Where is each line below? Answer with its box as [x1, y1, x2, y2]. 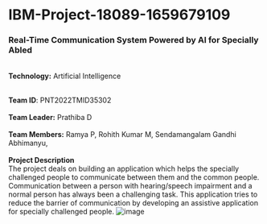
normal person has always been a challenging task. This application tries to [8, 189, 258, 199]
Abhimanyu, [8, 139, 48, 148]
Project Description [8, 156, 75, 165]
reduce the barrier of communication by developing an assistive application [8, 198, 259, 208]
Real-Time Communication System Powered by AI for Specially [8, 35, 259, 46]
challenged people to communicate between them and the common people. [8, 172, 260, 182]
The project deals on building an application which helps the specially [8, 164, 240, 174]
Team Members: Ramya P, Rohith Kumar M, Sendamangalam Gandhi [8, 130, 237, 139]
